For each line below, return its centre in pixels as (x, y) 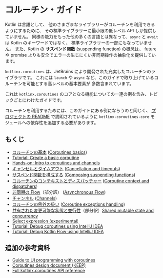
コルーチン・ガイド (44, 10)
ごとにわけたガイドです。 (39, 100)
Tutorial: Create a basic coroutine (46, 158)
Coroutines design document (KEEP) (49, 265)
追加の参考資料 (28, 248)
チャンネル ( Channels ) (34, 198)
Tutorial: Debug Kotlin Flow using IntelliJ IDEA (58, 231)
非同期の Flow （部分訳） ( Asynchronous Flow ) (59, 192)
